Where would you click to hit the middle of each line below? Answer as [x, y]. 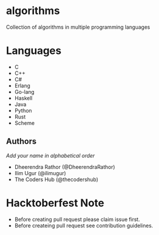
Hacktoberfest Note [55, 203]
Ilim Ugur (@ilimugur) [40, 173]
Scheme [25, 123]
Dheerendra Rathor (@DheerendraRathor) [65, 167]
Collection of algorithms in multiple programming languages [78, 27]
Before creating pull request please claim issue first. [77, 219]
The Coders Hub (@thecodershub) [56, 179]
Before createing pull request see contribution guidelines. [84, 225]
